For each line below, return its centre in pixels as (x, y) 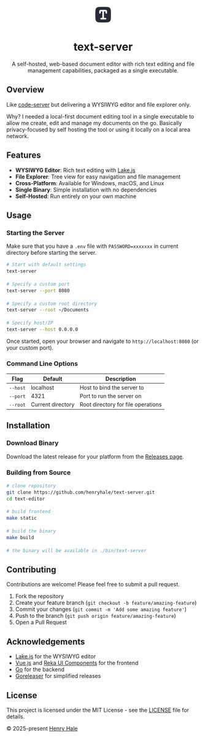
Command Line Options (42, 363)
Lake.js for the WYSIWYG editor (56, 656)
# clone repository (31, 486)
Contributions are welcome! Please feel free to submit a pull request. (93, 585)
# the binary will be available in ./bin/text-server (77, 550)
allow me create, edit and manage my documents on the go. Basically (94, 123)
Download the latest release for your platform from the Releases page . (95, 456)
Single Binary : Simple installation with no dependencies (86, 190)
